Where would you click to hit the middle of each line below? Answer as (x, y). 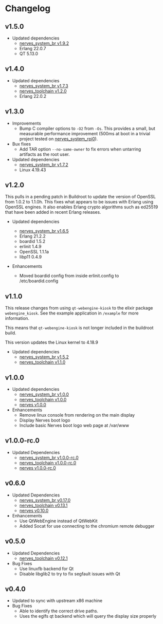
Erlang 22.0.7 (33, 48)
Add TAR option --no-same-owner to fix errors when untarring (80, 149)
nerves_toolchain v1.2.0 (43, 91)
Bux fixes (21, 144)
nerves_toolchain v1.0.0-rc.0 (48, 462)
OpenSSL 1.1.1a (34, 252)
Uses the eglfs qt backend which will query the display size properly (88, 616)
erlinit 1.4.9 (30, 247)
